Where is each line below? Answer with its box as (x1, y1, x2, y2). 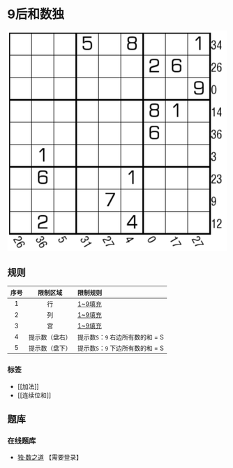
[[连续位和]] (17, 390, 52, 399)
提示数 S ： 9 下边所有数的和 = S (77, 344, 164, 352)
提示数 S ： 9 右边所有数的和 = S (77, 332, 164, 341)
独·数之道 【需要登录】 (17, 453, 82, 462)
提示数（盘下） (29, 344, 72, 352)
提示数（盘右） (29, 332, 72, 341)
